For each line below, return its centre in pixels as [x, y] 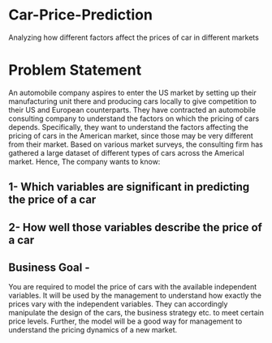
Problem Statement [75, 70]
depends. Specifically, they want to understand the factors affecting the [129, 126]
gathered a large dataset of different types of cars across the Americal [127, 152]
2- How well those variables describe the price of [135, 227]
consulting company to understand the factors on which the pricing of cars [134, 118]
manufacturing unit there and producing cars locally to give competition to [133, 101]
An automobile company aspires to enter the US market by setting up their [133, 92]
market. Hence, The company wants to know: [84, 161]
